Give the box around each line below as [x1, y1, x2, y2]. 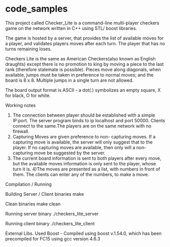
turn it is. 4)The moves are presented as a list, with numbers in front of [12, 166, 160, 172]
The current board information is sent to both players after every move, [12, 155, 161, 161]
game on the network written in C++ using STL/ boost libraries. [5, 25, 138, 31]
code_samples [5, 3, 68, 15]
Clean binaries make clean [5, 201, 61, 207]
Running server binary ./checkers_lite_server [5, 210, 99, 217]
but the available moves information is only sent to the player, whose [12, 160, 156, 166]
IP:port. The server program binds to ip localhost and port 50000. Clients [12, 117, 165, 123]
